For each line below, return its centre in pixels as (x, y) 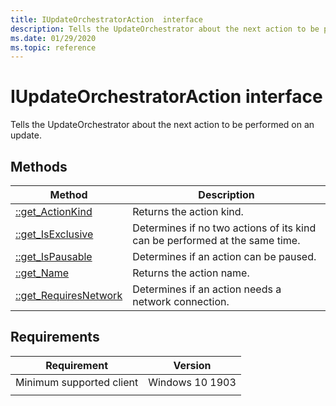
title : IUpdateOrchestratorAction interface (106, 19)
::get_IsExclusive (54, 234)
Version (192, 365)
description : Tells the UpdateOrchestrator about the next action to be (165, 29)
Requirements (55, 337)
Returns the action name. (191, 273)
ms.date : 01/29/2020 (53, 38)
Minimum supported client (77, 382)
